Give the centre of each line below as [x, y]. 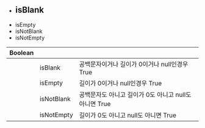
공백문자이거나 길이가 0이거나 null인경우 [134, 64]
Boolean [22, 52]
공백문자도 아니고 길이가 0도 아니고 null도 [135, 94]
